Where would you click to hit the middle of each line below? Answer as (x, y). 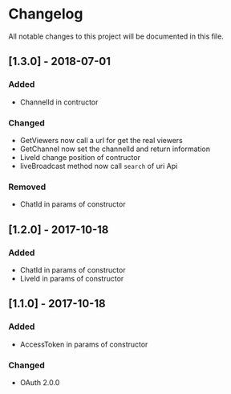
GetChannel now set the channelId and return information (115, 149)
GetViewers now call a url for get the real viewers (101, 140)
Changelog (46, 14)
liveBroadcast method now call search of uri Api (99, 166)
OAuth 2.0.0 (40, 382)
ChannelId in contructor (59, 102)
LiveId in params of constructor (72, 278)
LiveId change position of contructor (80, 157)
